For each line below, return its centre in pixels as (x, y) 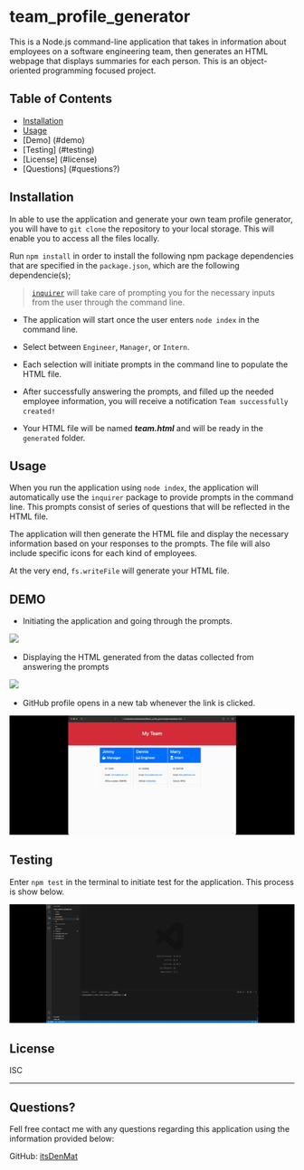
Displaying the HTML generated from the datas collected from (138, 657)
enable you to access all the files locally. (85, 238)
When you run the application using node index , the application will (134, 488)
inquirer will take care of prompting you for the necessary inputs (153, 292)
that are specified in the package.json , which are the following (124, 265)
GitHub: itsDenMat (44, 1156)
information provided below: (62, 1139)
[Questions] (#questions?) (71, 168)
